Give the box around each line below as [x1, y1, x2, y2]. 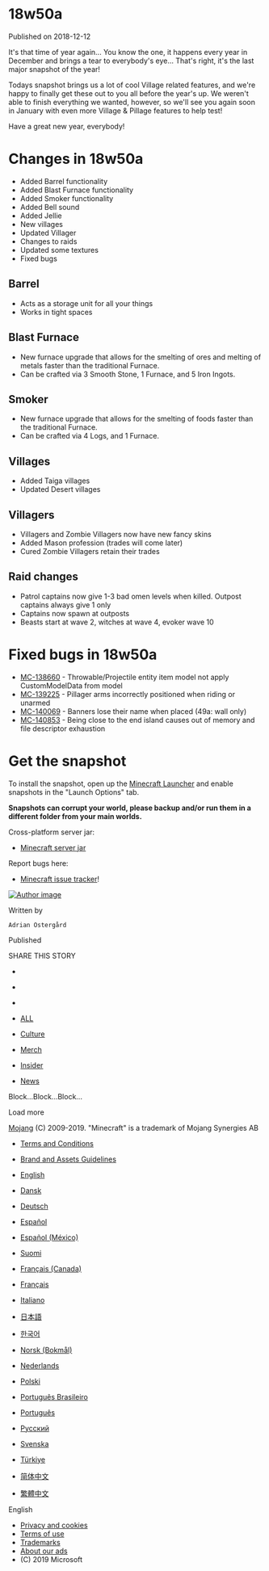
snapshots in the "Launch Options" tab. [8, 787, 140, 796]
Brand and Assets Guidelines [19, 1154, 117, 1164]
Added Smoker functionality [19, 193, 114, 203]
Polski [19, 1376, 40, 1386]
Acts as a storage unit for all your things [19, 298, 153, 308]
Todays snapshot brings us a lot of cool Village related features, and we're [8, 80, 256, 90]
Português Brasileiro [19, 1392, 89, 1401]
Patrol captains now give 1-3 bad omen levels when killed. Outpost [19, 591, 242, 601]
